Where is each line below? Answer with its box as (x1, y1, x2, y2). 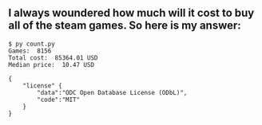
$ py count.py (8, 40, 56, 48)
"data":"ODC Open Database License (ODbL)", (37, 88, 188, 96)
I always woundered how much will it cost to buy (8, 6, 255, 20)
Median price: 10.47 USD (8, 61, 94, 68)
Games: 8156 (8, 47, 52, 55)
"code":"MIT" (37, 96, 81, 104)
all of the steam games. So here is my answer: (8, 19, 241, 33)
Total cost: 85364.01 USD (8, 53, 98, 62)
